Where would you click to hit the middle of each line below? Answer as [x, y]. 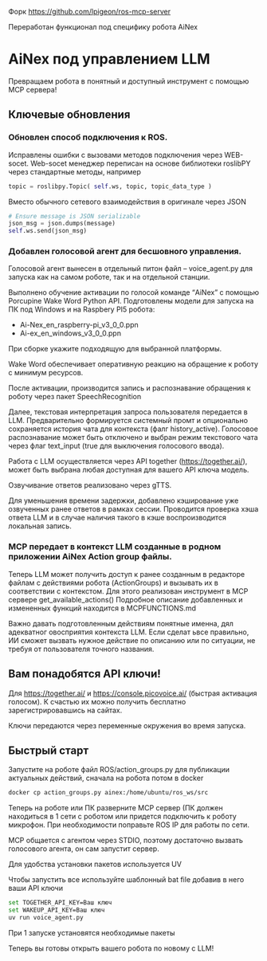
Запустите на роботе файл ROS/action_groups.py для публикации [119, 770]
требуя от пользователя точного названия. [81, 649]
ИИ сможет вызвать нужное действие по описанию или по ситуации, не [132, 640]
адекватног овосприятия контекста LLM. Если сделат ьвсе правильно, [129, 632]
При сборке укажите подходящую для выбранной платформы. [115, 349]
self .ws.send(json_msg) [48, 231]
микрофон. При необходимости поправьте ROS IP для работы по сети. [129, 825]
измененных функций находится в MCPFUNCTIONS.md [102, 608]
